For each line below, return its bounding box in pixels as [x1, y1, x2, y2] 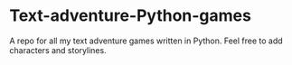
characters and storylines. [9, 44, 107, 55]
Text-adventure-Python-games [9, 5, 251, 26]
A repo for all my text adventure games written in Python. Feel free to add [9, 35, 283, 46]
